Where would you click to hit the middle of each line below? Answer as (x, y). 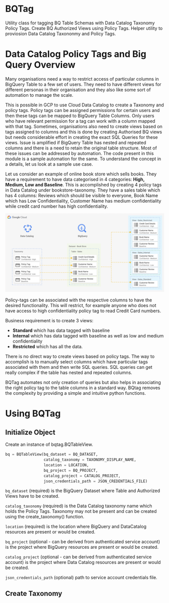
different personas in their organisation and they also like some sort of (78, 90)
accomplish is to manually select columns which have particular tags (76, 362)
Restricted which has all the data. (48, 347)
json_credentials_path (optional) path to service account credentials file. (81, 578)
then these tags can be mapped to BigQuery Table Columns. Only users (80, 116)
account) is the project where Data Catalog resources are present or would (83, 562)
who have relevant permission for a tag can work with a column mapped (80, 121)
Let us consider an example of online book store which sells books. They (81, 174)
